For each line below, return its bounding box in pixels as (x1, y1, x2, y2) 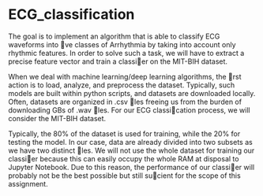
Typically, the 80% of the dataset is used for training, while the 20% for (8, 128, 241, 139)
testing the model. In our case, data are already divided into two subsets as (8, 137, 253, 146)
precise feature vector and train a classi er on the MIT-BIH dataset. (8, 57, 227, 66)
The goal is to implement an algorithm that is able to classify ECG (8, 31, 220, 41)
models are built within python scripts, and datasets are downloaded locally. (8, 88, 256, 98)
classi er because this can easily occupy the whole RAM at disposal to (8, 153, 239, 163)
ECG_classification (8, 6, 135, 24)
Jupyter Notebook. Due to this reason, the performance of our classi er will (8, 162, 255, 172)
